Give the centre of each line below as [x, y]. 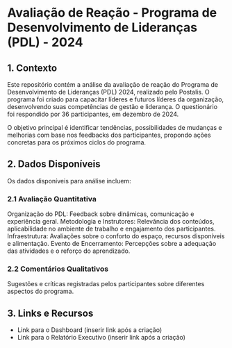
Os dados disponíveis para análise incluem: [69, 181]
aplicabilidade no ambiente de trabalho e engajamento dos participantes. [111, 229]
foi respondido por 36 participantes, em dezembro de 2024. [93, 114]
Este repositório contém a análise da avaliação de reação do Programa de [113, 84]
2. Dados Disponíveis [54, 164]
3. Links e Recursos [50, 313]
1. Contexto [32, 68]
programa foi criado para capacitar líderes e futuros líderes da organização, [116, 99]
